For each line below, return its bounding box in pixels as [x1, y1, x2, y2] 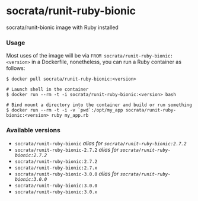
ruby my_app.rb [51, 113, 89, 119]
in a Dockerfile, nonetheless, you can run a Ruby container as [31, 58, 182, 66]
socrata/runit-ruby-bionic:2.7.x [14, 165, 98, 171]
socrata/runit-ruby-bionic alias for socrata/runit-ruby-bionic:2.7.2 [14, 139, 187, 146]
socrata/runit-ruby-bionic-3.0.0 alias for [14, 170, 119, 177]
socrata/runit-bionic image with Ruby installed [6, 24, 119, 31]
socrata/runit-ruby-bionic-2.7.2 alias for [14, 146, 119, 153]
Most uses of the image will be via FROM [6, 52, 102, 59]
